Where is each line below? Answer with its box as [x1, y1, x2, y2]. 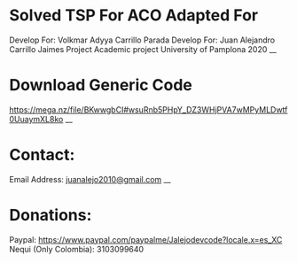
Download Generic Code [9, 75, 193, 96]
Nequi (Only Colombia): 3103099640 [9, 244, 145, 254]
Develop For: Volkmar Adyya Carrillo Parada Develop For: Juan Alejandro [9, 35, 276, 45]
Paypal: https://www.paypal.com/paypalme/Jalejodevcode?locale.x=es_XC [9, 234, 283, 244]
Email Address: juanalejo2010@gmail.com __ [9, 174, 171, 184]
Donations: [9, 205, 92, 225]
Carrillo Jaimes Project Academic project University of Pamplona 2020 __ [9, 43, 277, 54]
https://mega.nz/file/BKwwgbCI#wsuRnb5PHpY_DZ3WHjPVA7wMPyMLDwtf [9, 104, 288, 115]
